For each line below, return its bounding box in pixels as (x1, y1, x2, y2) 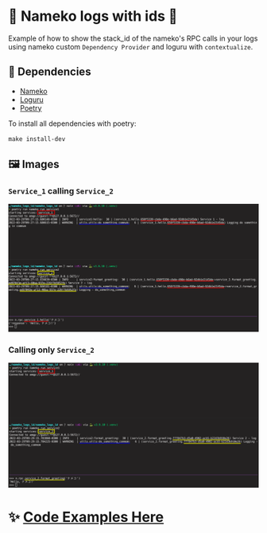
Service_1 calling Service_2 (8, 186, 114, 197)
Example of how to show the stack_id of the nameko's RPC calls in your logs (8, 33, 258, 43)
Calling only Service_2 (8, 344, 95, 355)
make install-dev (8, 135, 66, 143)
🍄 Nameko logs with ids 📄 (8, 7, 178, 25)
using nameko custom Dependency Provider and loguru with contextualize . (8, 41, 253, 51)
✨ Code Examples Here (8, 508, 164, 527)
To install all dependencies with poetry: (8, 119, 137, 128)
